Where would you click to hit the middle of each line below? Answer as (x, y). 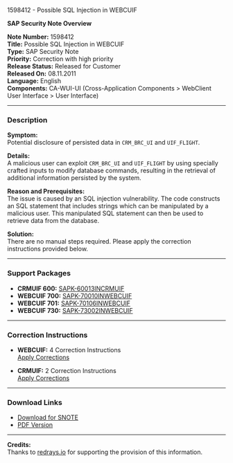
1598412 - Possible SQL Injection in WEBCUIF (72, 10)
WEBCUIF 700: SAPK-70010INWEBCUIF (75, 296)
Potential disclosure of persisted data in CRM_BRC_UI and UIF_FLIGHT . (104, 143)
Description (27, 120)
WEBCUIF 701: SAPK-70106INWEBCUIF (74, 303)
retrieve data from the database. (53, 221)
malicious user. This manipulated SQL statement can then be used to (105, 213)
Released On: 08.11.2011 (42, 73)
